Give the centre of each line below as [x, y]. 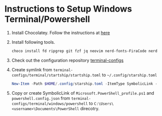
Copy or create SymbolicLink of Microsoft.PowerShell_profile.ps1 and [83, 93]
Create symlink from [32, 69]
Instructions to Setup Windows [68, 9]
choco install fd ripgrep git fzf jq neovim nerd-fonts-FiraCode [79, 51]
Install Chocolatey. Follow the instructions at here [61, 33]
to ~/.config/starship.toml [130, 75]
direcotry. [90, 108]
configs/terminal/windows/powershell [50, 104]
